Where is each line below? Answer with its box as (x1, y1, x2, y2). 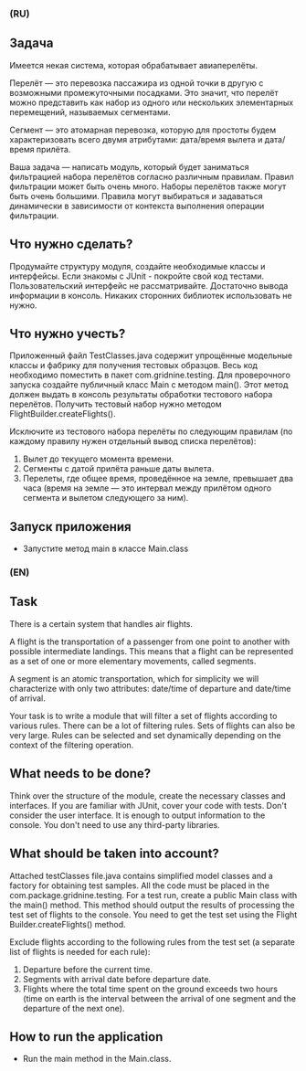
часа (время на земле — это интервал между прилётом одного (22, 482, 272, 493)
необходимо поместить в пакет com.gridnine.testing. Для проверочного (9, 369, 290, 381)
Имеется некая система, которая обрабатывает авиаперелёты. (9, 59, 259, 70)
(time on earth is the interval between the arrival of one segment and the (22, 992, 297, 1003)
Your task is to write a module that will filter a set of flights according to (9, 710, 278, 721)
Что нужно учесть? (9, 325, 126, 341)
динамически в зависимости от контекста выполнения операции (9, 200, 265, 211)
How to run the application (9, 1029, 164, 1044)
